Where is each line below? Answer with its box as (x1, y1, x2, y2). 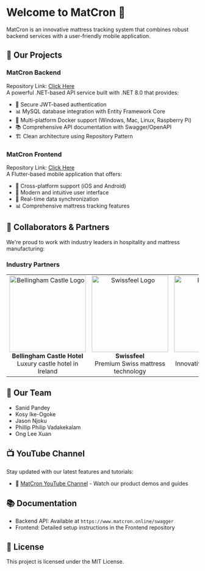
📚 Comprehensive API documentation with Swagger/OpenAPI (15, 123, 172, 130)
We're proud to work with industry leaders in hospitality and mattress (6, 238, 180, 245)
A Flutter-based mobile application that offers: (6, 170, 122, 177)
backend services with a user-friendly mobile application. (6, 32, 151, 39)
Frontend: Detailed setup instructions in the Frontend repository (15, 524, 175, 531)
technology (113, 367, 146, 376)
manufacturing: (6, 245, 45, 252)
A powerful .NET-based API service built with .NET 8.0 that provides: (6, 89, 179, 96)
